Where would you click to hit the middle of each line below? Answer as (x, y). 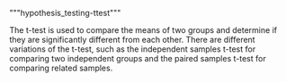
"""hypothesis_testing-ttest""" (65, 13)
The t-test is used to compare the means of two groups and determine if (143, 30)
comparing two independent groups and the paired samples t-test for (138, 58)
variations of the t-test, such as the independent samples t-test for (133, 49)
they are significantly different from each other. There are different (132, 40)
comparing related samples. (61, 68)
